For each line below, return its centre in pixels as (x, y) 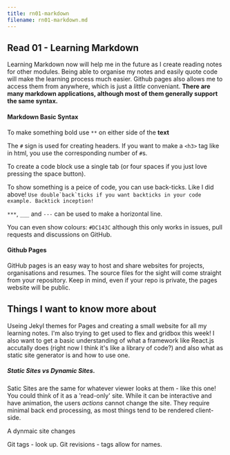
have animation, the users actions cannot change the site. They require (108, 403)
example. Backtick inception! (51, 201)
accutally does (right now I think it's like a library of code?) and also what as (115, 347)
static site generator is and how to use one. (69, 355)
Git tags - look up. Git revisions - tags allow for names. (85, 444)
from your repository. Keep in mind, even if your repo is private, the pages (112, 280)
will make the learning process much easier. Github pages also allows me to (115, 79)
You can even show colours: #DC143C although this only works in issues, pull (115, 227)
